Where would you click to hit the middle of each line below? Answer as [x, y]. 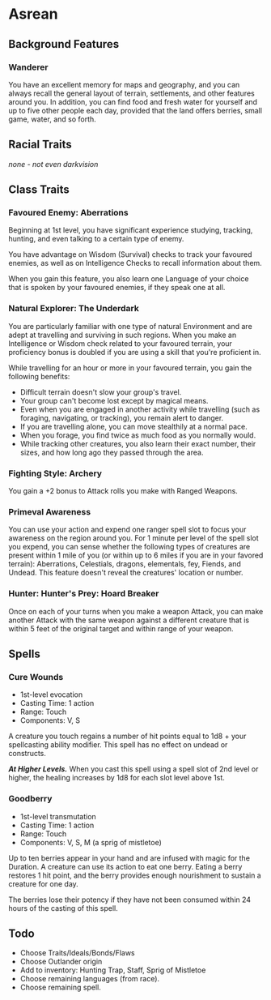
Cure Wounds [36, 677]
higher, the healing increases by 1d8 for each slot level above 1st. [116, 778]
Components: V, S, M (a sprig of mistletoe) [91, 842]
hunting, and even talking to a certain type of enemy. [96, 239]
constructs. [28, 754]
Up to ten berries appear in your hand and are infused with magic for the [129, 858]
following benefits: [39, 376]
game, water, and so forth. [53, 119]
